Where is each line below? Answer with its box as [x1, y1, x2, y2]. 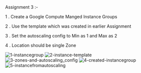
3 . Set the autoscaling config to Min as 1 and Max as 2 [5, 33, 118, 38]
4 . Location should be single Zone [5, 42, 76, 48]
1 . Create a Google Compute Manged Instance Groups [5, 14, 118, 19]
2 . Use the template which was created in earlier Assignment [5, 23, 132, 29]
